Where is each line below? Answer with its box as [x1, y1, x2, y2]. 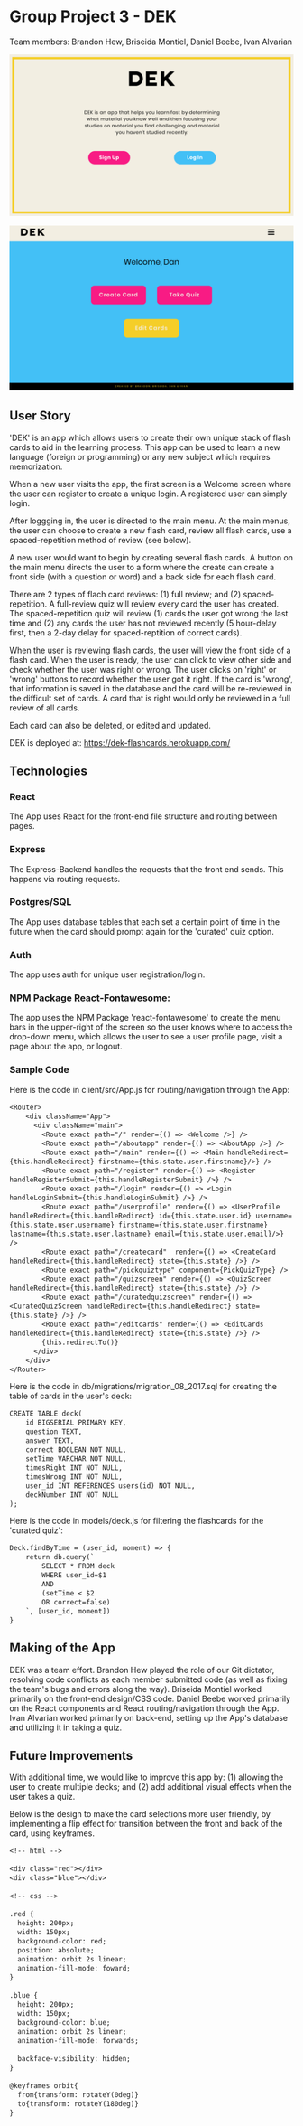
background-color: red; [17, 1937, 106, 1946]
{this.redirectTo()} [41, 1338, 119, 1347]
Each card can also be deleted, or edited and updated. [9, 720, 212, 730]
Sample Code [9, 1064, 69, 1077]
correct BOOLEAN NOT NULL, [25, 1444, 127, 1454]
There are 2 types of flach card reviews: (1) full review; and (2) [9, 588, 242, 599]
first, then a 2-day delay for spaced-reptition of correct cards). [9, 626, 243, 638]
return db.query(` [25, 1552, 95, 1561]
